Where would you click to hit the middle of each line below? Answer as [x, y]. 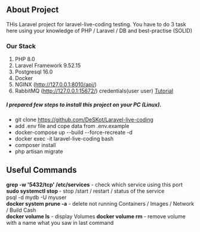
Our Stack [21, 46]
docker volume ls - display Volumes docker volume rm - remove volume [96, 216]
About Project [33, 10]
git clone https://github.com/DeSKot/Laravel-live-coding [84, 120]
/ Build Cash [21, 210]
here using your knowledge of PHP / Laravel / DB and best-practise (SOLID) [99, 30]
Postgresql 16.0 [34, 72]
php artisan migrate [39, 151]
